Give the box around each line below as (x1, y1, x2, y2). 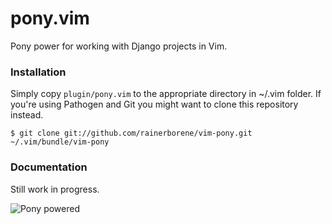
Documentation (10, 160, 88, 174)
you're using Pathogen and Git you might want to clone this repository (10, 98, 299, 111)
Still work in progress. (10, 183, 100, 195)
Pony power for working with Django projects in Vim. (10, 40, 228, 52)
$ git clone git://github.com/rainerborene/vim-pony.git (10, 128, 253, 139)
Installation (10, 65, 67, 79)
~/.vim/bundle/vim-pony (10, 137, 110, 147)
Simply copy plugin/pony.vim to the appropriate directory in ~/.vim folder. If (10, 88, 322, 100)
